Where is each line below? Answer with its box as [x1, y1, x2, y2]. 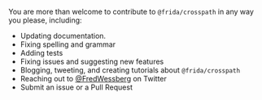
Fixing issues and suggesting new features [20, 56, 164, 66]
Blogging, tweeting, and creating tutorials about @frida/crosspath [20, 65, 241, 75]
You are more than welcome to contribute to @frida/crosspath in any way [8, 7, 255, 16]
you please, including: [8, 15, 83, 25]
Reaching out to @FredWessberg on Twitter [20, 74, 167, 83]
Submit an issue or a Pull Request [20, 82, 133, 92]
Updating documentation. [20, 31, 107, 40]
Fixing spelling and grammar [20, 40, 116, 49]
